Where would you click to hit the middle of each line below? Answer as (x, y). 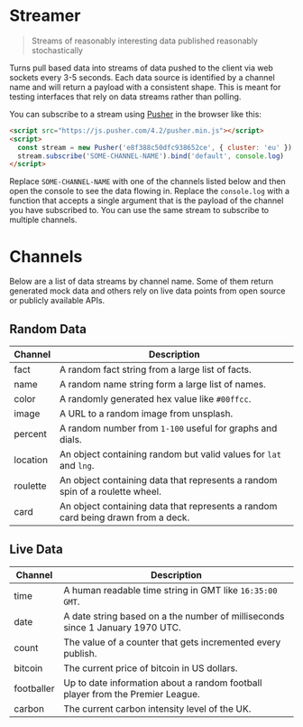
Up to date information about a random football (162, 683)
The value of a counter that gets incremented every (172, 642)
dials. (71, 440)
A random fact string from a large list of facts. (156, 369)
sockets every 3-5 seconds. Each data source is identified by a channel (142, 77)
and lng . (77, 466)
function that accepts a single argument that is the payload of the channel (147, 200)
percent (31, 434)
